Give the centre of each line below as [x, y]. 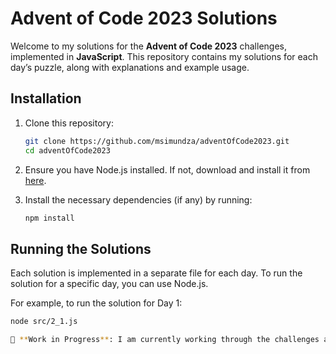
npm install [49, 218]
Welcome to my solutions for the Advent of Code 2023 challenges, [148, 46]
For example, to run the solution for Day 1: [96, 303]
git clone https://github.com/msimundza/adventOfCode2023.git [157, 141]
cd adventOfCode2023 [67, 150]
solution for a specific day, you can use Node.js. [109, 284]
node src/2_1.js [44, 322]
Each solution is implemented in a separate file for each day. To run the [156, 273]
